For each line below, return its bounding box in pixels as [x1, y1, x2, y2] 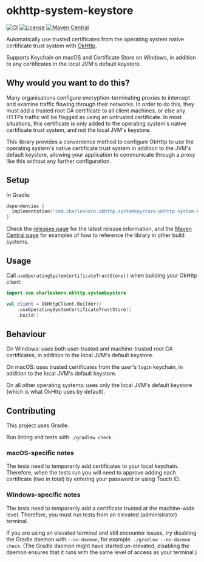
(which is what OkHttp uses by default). [6, 388, 106, 396]
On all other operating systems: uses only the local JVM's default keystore [6, 382, 192, 389]
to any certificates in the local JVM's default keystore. [6, 60, 141, 67]
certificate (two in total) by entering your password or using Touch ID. [6, 475, 180, 483]
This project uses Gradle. [6, 422, 69, 429]
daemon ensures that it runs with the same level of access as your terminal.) [6, 548, 197, 556]
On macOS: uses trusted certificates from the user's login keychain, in [6, 363, 183, 371]
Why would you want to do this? [6, 78, 130, 88]
